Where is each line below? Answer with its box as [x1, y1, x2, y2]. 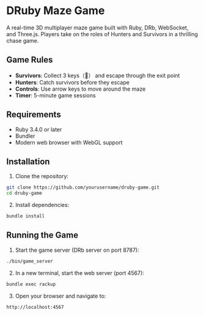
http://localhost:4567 [6, 304, 64, 310]
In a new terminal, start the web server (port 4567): [15, 269, 145, 276]
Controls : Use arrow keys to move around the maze [15, 85, 146, 92]
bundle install [6, 213, 45, 219]
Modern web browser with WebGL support [15, 138, 123, 146]
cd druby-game [6, 190, 43, 197]
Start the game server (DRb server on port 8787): [15, 246, 139, 254]
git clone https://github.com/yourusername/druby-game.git [6, 184, 160, 190]
